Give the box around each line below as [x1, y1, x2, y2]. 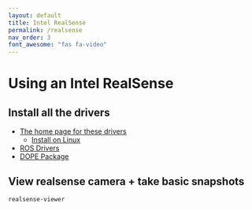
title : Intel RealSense [8, 19, 87, 27]
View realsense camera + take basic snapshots [8, 175, 245, 188]
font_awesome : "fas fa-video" [8, 41, 108, 49]
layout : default [8, 11, 61, 20]
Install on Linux [31, 135, 81, 145]
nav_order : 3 [8, 33, 51, 42]
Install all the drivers [8, 105, 110, 119]
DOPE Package [19, 152, 69, 161]
